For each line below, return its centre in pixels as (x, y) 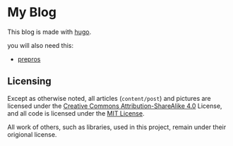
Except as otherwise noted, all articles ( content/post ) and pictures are (109, 98)
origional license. (32, 134)
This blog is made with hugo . (49, 32)
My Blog (32, 12)
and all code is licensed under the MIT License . (76, 113)
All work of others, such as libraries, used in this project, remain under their (117, 127)
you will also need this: (41, 45)
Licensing (29, 81)
